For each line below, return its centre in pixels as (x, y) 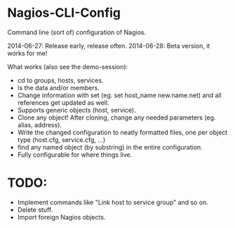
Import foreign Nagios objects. (61, 217)
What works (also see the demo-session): (68, 66)
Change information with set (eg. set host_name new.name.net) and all (120, 95)
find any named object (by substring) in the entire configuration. (110, 147)
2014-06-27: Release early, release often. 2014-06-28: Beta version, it (109, 45)
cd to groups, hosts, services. (60, 80)
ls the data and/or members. (58, 87)
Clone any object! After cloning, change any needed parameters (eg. (116, 117)
